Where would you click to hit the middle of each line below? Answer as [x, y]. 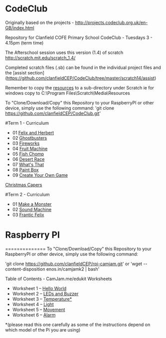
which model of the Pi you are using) [43, 330]
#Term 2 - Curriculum [27, 194]
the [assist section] [25, 72]
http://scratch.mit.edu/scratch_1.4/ [40, 57]
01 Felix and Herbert [33, 132]
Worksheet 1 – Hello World [39, 288]
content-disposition [25, 269]
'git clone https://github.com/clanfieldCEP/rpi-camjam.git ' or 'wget [74, 264]
